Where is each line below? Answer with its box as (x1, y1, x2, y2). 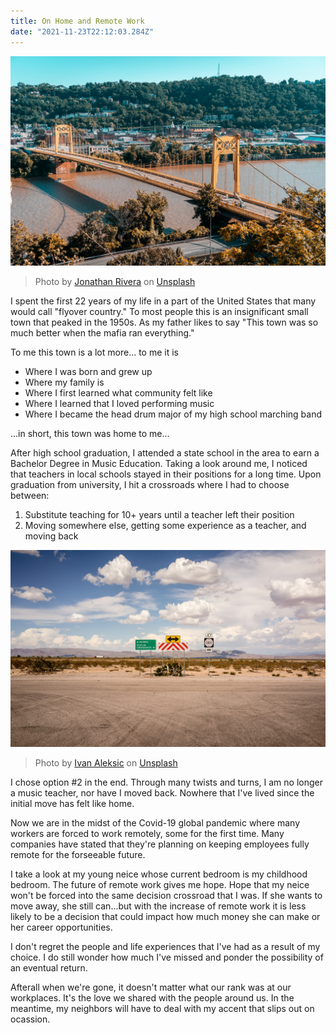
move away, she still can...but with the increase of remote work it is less (10, 900, 307, 912)
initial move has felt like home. (10, 798, 135, 810)
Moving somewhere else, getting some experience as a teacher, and (24, 520, 307, 532)
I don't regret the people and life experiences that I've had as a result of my (10, 941, 321, 953)
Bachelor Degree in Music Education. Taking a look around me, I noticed (10, 458, 308, 470)
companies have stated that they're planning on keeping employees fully (10, 838, 310, 850)
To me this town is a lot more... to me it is (10, 346, 180, 359)
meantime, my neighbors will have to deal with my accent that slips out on (10, 1003, 315, 1015)
